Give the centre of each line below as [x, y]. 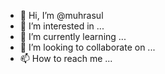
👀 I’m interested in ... [62, 26]
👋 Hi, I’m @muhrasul [61, 15]
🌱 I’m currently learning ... [73, 36]
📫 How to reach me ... [66, 58]
